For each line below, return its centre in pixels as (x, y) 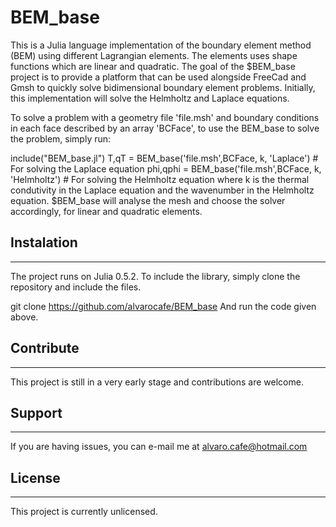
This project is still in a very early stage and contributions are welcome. (157, 382)
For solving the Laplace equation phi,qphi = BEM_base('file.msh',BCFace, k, (166, 168)
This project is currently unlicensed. (84, 512)
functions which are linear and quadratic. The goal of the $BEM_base (153, 66)
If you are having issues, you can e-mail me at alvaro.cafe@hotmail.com (159, 447)
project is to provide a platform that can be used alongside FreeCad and (158, 77)
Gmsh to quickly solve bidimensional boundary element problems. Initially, (163, 87)
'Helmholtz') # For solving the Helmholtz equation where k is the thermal (160, 179)
